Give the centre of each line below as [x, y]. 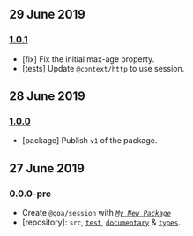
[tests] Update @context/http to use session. [103, 68]
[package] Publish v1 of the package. [89, 141]
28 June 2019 [47, 96]
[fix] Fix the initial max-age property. [88, 59]
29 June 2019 [47, 15]
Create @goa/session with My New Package [96, 213]
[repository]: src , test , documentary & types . [101, 222]
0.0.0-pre [30, 194]
